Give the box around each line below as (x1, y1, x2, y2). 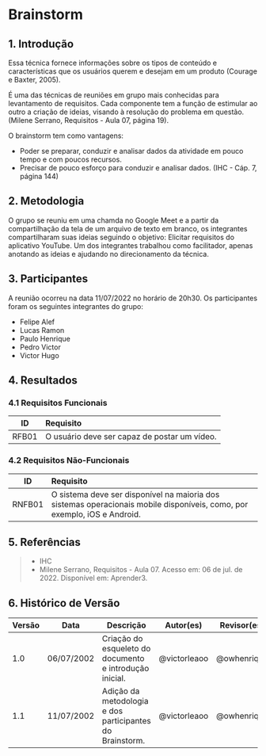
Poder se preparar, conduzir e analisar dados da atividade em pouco (19, 147, 244, 155)
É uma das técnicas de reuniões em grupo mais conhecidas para (8, 90, 219, 100)
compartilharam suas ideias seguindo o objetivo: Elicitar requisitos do (8, 232, 235, 242)
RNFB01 (12, 498, 44, 510)
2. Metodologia (8, 194, 85, 208)
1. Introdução (8, 37, 74, 51)
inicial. (101, 673, 126, 684)
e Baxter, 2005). (8, 75, 61, 84)
